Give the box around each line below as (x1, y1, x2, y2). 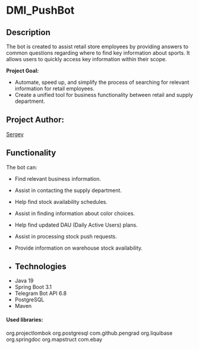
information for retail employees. (14, 85, 95, 92)
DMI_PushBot (6, 4, 75, 17)
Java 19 (14, 277, 34, 284)
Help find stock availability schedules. (14, 198, 108, 205)
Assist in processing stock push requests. (14, 232, 118, 240)
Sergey (6, 130, 24, 137)
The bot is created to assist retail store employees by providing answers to (6, 43, 189, 50)
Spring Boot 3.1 (14, 284, 52, 291)
